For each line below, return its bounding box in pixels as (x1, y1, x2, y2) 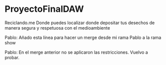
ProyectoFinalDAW (4, 3, 84, 15)
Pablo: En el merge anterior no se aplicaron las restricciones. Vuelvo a (4, 49, 148, 55)
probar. (4, 54, 20, 60)
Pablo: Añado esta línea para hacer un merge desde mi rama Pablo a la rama (4, 34, 162, 40)
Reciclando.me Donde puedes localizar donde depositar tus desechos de (4, 20, 155, 26)
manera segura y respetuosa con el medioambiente (4, 25, 110, 31)
